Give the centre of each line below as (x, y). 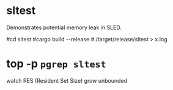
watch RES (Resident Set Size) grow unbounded (67, 80)
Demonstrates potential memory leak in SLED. (64, 27)
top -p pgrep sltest (56, 64)
